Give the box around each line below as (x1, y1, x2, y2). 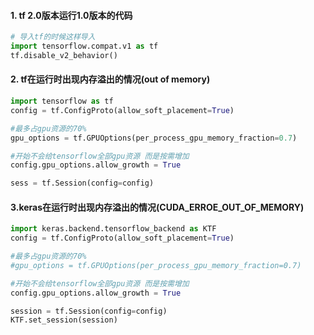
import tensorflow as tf (10, 96, 114, 107)
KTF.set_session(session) (10, 315, 118, 325)
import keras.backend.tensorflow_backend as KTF (10, 224, 217, 234)
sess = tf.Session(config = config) (10, 178, 155, 189)
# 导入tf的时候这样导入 (10, 32, 96, 42)
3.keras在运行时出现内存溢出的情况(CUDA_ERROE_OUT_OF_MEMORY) (10, 201, 305, 213)
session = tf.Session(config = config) (10, 306, 168, 316)
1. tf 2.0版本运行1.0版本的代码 (10, 9, 133, 21)
